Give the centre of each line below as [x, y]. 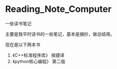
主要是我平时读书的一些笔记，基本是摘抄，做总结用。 [60, 34]
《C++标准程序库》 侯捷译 [38, 55]
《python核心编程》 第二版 [39, 61]
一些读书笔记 [18, 23]
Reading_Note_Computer [58, 9]
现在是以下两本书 [23, 44]
